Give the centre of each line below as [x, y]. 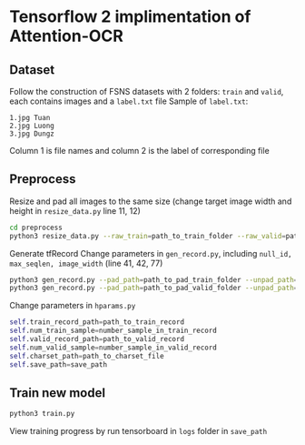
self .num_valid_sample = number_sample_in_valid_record [113, 348]
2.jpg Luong [32, 126]
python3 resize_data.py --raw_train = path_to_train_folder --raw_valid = [148, 236]
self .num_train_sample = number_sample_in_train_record [113, 331]
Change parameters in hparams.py [73, 306]
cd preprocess [36, 228]
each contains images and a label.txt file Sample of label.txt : [129, 101]
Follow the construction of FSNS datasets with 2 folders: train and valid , [147, 91]
